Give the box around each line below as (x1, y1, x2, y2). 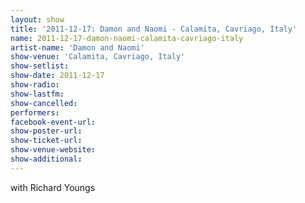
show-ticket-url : (10, 136, 83, 146)
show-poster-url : (10, 126, 83, 136)
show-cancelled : (10, 98, 78, 108)
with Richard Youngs (10, 181, 96, 193)
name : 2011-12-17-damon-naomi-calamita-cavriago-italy (10, 33, 244, 43)
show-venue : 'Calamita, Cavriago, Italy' (10, 52, 186, 62)
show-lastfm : (10, 89, 65, 99)
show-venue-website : (10, 145, 97, 155)
